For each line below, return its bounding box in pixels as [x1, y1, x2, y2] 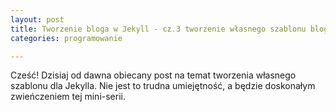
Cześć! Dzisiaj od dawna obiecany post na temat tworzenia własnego [10, 69, 297, 81]
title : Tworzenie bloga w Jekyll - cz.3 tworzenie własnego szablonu [10, 24, 307, 34]
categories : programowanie [10, 33, 123, 43]
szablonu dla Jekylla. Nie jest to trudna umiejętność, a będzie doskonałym [10, 80, 316, 92]
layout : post [10, 14, 65, 25]
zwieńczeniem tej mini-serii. [10, 91, 126, 103]
